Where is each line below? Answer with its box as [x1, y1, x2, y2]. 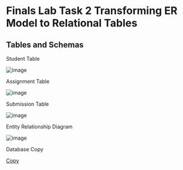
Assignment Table [6, 78, 50, 85]
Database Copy [6, 146, 44, 152]
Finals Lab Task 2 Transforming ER [6, 4, 178, 18]
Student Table [6, 55, 40, 62]
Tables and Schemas [6, 40, 84, 50]
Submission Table [6, 100, 49, 107]
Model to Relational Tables [6, 16, 138, 30]
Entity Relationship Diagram [6, 123, 73, 130]
